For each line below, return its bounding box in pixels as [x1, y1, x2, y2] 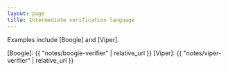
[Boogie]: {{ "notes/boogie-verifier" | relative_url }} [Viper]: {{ [7, 49, 182, 57]
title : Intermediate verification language [7, 17, 135, 23]
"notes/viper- [183, 49, 222, 57]
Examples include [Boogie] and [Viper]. [7, 35, 119, 43]
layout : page [7, 10, 45, 17]
